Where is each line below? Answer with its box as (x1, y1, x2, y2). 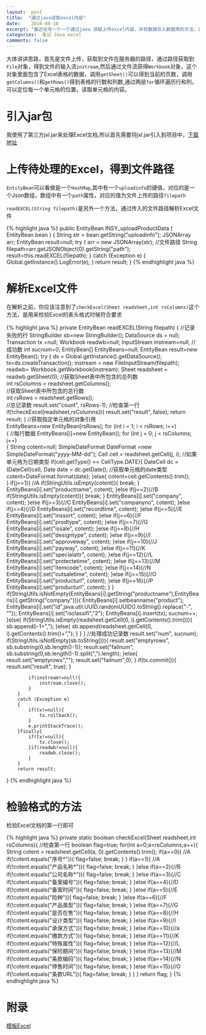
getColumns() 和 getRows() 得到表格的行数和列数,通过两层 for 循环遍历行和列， (6, 78, 197, 85)
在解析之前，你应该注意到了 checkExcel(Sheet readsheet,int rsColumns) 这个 (6, 303, 200, 310)
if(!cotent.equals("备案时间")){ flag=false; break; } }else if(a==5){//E (6, 886, 178, 893)
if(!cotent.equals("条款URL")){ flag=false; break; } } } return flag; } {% (6, 970, 181, 977)
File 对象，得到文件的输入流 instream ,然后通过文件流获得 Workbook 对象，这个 (6, 63, 197, 70)
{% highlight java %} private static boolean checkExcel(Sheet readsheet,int (6, 834, 196, 841)
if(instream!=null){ (28, 674, 81, 681)
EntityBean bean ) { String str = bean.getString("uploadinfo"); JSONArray (6, 231, 191, 238)
